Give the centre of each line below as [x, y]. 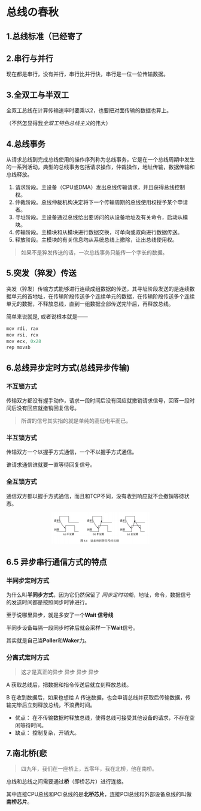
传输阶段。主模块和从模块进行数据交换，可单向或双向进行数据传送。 [99, 232]
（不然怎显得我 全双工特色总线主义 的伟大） [59, 123]
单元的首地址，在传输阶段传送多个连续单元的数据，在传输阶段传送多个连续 [103, 296]
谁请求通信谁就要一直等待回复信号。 [51, 465]
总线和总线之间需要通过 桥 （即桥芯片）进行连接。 [66, 782]
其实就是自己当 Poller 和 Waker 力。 [48, 641]
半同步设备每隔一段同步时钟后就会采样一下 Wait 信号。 [72, 628]
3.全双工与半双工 [38, 94]
